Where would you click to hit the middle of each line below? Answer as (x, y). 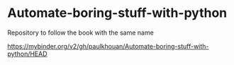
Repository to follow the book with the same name (80, 32)
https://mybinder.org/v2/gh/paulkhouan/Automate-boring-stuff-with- (108, 46)
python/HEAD (27, 54)
